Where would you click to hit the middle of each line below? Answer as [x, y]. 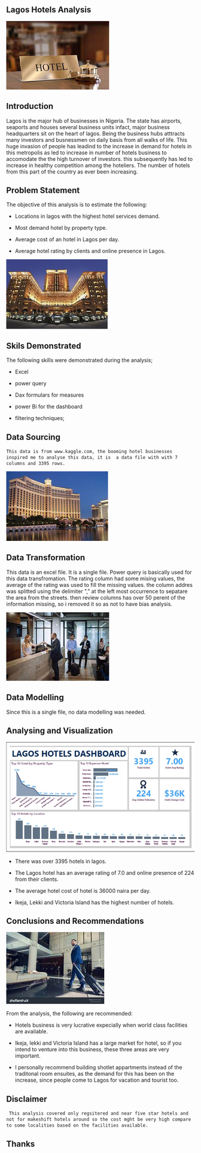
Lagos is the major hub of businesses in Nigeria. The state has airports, [94, 121]
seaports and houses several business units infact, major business [88, 127]
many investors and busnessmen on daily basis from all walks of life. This [97, 139]
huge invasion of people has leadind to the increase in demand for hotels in [99, 146]
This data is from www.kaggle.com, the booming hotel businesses [89, 452]
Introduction [30, 106]
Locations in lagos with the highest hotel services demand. [87, 216]
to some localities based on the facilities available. [77, 1125]
